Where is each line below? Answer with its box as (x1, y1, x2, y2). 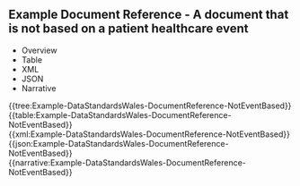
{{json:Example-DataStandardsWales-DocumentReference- (8, 138, 230, 148)
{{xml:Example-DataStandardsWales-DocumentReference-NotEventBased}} (8, 129, 291, 139)
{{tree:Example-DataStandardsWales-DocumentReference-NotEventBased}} (8, 100, 292, 111)
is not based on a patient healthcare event (8, 21, 249, 37)
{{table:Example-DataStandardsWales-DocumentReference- (8, 109, 232, 120)
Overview (21, 45, 57, 55)
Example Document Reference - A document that (8, 7, 289, 22)
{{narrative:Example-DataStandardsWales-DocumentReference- (8, 156, 246, 168)
